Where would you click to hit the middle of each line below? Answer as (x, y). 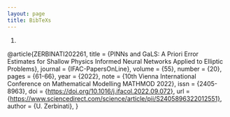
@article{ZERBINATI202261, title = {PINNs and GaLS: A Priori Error (103, 54)
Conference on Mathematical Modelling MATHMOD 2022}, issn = (101, 83)
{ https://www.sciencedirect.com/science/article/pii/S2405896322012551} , (115, 98)
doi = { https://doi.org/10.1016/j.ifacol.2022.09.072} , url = (109, 91)
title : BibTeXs (29, 20)
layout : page (26, 14)
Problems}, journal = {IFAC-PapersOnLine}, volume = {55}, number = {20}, (115, 69)
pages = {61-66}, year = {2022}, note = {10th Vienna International (102, 76)
